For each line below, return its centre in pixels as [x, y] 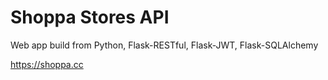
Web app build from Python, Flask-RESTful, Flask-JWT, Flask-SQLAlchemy [164, 45]
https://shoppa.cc [47, 64]
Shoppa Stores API [90, 17]
